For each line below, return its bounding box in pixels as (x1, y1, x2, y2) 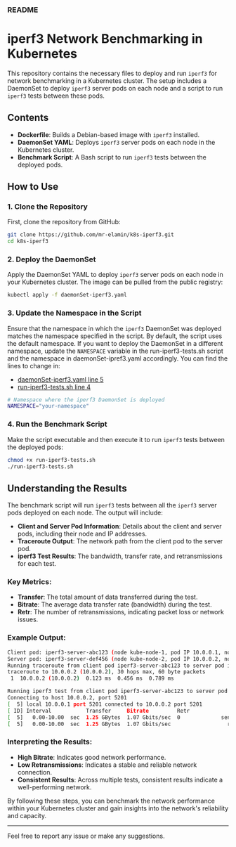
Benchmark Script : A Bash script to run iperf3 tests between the (17, 153, 207, 161)
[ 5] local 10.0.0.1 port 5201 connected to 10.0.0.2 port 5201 (7, 701, 202, 708)
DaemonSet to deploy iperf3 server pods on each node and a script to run (7, 84, 223, 92)
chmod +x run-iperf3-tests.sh (7, 456, 96, 463)
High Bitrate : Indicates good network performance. (17, 753, 166, 761)
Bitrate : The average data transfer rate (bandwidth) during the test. (17, 600, 212, 609)
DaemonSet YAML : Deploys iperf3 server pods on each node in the (17, 138, 216, 146)
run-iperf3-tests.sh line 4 (17, 382, 91, 391)
